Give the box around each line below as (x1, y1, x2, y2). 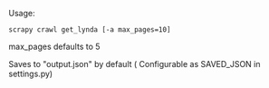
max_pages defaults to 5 (8, 41, 101, 52)
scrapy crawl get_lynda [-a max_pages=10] (8, 25, 171, 34)
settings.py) (8, 68, 53, 79)
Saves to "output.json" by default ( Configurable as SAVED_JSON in (8, 59, 261, 69)
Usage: (8, 8, 35, 18)
